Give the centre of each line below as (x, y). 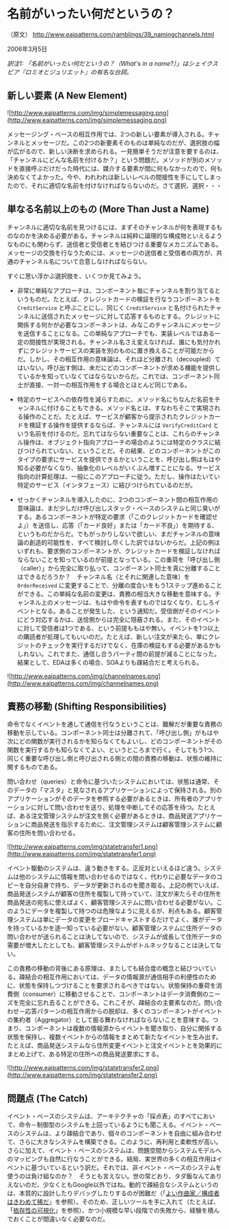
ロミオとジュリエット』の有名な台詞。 (79, 72)
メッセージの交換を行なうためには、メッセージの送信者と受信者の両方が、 (112, 253)
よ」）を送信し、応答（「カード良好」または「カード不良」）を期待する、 (117, 525)
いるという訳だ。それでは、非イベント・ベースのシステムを (138, 1168)
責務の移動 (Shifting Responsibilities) (87, 706)
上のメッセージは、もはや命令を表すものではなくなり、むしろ (127, 602)
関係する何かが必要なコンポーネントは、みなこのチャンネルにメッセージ (119, 325)
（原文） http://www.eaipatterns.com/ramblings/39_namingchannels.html (111, 34)
